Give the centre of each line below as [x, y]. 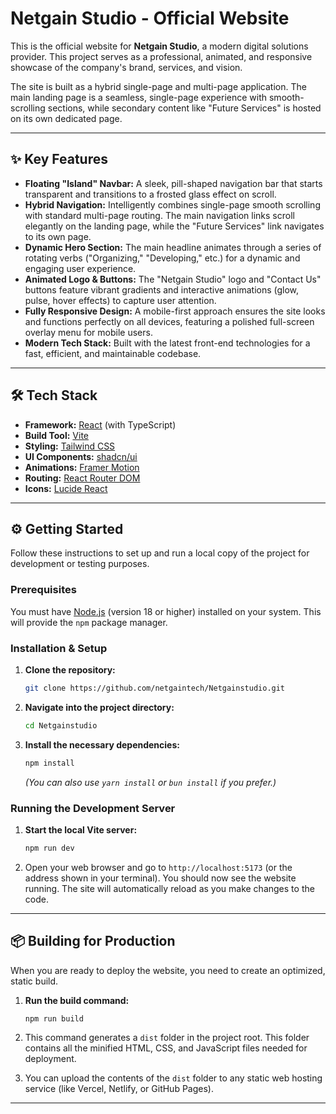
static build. [34, 981]
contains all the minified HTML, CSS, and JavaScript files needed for [166, 1048]
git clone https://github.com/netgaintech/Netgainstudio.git [155, 688]
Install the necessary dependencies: [102, 744]
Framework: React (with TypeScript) [100, 424]
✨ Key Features [59, 159]
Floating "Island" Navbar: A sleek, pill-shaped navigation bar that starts [173, 183]
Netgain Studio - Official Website [150, 18]
